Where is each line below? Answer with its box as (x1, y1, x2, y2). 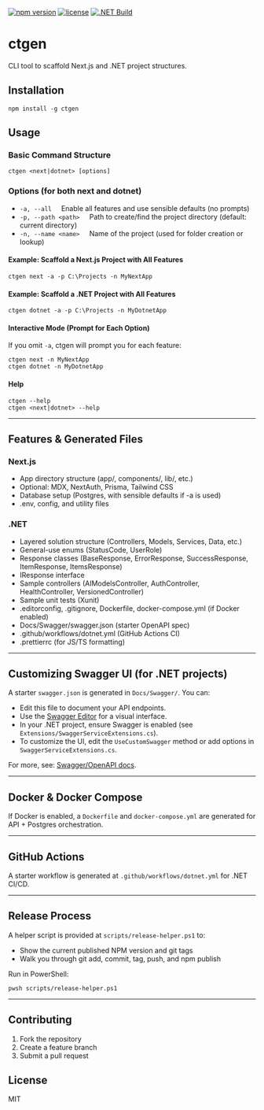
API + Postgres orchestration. (8, 820, 104, 830)
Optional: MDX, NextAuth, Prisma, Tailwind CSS (19, 483, 174, 492)
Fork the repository (19, 1034, 82, 1043)
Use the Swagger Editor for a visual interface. (19, 712, 167, 721)
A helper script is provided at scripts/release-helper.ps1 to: (8, 930, 206, 940)
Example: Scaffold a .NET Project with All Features (8, 289, 176, 298)
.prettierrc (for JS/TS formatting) (19, 637, 126, 646)
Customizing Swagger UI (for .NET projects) (8, 667, 228, 680)
